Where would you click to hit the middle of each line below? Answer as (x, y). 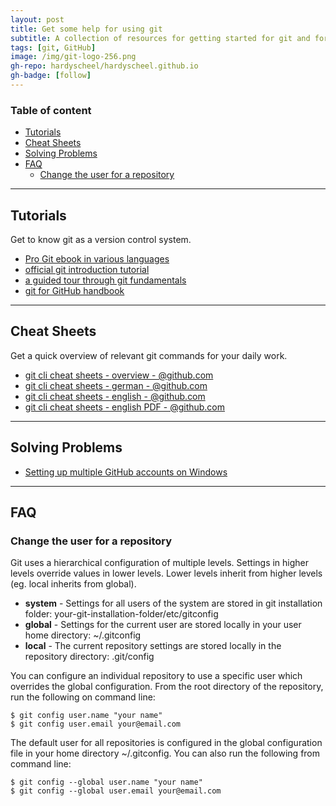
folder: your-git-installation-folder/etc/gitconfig (121, 614)
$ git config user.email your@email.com (96, 724)
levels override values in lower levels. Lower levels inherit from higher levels (166, 573)
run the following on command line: (83, 697)
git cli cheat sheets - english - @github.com (115, 396)
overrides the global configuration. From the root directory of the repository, (167, 687)
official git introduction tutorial (87, 269)
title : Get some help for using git (86, 29)
